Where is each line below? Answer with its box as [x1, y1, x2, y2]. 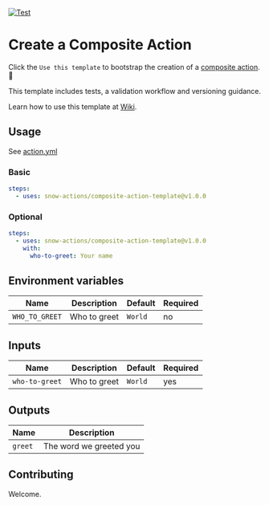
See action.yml [8, 146, 58, 156]
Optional [8, 211, 43, 222]
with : [22, 244, 42, 252]
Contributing [8, 468, 74, 482]
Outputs [8, 403, 51, 417]
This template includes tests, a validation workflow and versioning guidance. [8, 86, 262, 96]
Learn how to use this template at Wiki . [8, 101, 137, 112]
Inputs [8, 338, 42, 352]
